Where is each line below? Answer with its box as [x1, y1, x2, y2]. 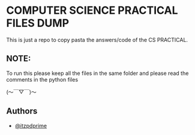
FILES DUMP [6, 16, 70, 30]
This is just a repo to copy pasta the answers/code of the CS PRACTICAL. [6, 36, 188, 43]
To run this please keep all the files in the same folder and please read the [6, 70, 189, 77]
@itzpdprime [14, 122, 47, 129]
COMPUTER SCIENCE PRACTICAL [6, 4, 178, 17]
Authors [6, 106, 38, 116]
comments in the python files [6, 76, 79, 83]
